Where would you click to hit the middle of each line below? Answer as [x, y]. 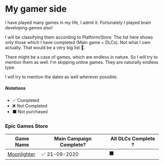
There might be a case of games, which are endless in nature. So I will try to [82, 57]
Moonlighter [21, 154]
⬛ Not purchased [30, 111]
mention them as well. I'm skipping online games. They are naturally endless [82, 62]
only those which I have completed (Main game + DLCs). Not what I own [78, 42]
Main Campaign [73, 139]
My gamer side [36, 9]
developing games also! [29, 27]
